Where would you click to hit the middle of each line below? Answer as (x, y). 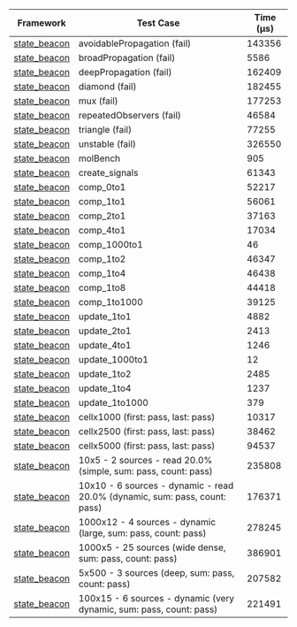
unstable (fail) (107, 144)
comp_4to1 (102, 230)
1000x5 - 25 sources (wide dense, (152, 547)
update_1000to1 (113, 359)
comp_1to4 (102, 273)
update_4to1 (105, 345)
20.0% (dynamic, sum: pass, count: (152, 497)
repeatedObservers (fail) (129, 115)
